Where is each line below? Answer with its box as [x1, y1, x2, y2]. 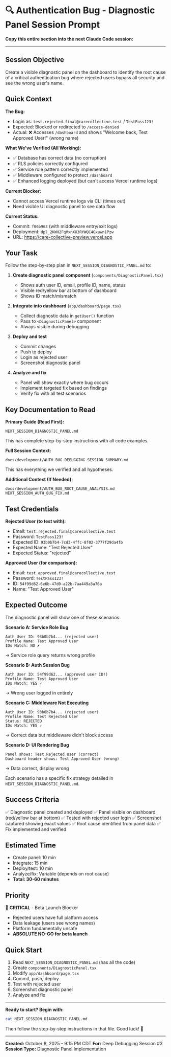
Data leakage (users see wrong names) [12, 920, 95, 926]
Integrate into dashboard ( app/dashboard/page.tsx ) [12, 303, 121, 309]
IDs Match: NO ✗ [5, 643, 40, 648]
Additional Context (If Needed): [5, 477, 73, 483]
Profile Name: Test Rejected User [5, 714, 79, 719]
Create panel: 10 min [12, 854, 56, 861]
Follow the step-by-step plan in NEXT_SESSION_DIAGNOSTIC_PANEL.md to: [5, 262, 152, 268]
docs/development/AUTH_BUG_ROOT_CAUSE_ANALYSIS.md [5, 486, 115, 491]
